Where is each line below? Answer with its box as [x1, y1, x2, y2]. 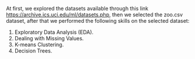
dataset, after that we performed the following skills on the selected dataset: [6, 18, 190, 24]
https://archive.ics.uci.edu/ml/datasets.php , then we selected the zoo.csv [6, 11, 183, 18]
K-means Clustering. [14, 41, 64, 48]
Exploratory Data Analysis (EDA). [14, 29, 94, 36]
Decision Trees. [14, 47, 53, 54]
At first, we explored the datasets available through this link [6, 5, 149, 12]
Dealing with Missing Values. [14, 35, 84, 41]
